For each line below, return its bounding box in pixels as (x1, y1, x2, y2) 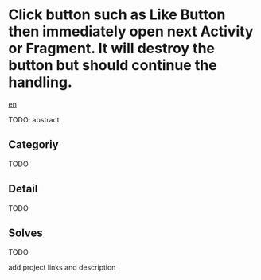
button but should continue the (8, 56, 217, 75)
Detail (8, 182, 38, 196)
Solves (8, 226, 44, 239)
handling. (8, 73, 73, 91)
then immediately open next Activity (8, 22, 254, 41)
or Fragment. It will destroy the (8, 40, 216, 57)
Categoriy (8, 138, 59, 152)
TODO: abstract (8, 115, 60, 124)
